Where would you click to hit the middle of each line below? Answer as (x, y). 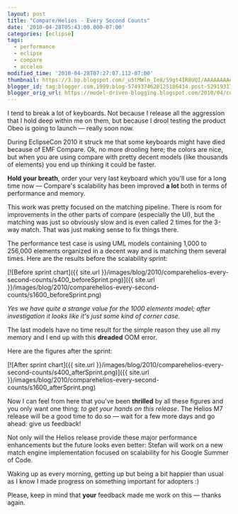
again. (17, 503)
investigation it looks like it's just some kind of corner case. (94, 316)
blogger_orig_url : (34, 93)
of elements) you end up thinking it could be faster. (82, 164)
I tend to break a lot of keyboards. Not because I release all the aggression (116, 113)
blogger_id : (25, 86)
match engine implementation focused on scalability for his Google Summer (118, 453)
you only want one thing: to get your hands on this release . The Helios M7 (115, 409)
